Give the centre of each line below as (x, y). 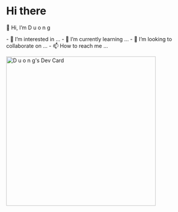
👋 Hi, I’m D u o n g (28, 27)
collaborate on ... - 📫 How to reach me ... (57, 45)
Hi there (26, 11)
